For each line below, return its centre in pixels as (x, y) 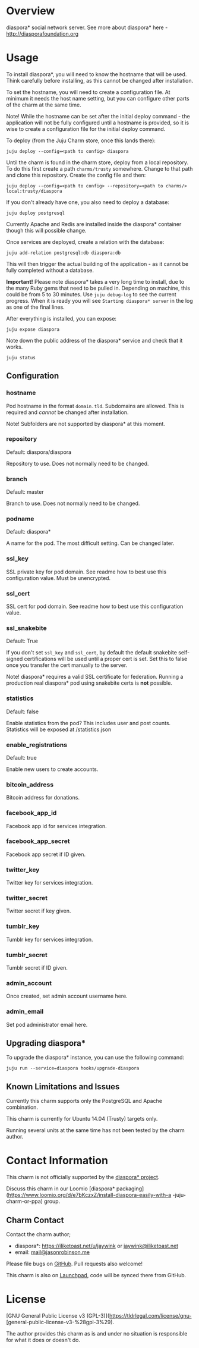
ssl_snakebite (26, 628)
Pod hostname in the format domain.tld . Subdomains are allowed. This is (95, 406)
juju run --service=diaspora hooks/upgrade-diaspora (73, 1068)
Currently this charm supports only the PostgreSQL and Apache (84, 1101)
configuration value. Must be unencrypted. (59, 578)
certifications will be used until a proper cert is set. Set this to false (106, 659)
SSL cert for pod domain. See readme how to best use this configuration (95, 606)
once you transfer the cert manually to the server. (67, 665)
